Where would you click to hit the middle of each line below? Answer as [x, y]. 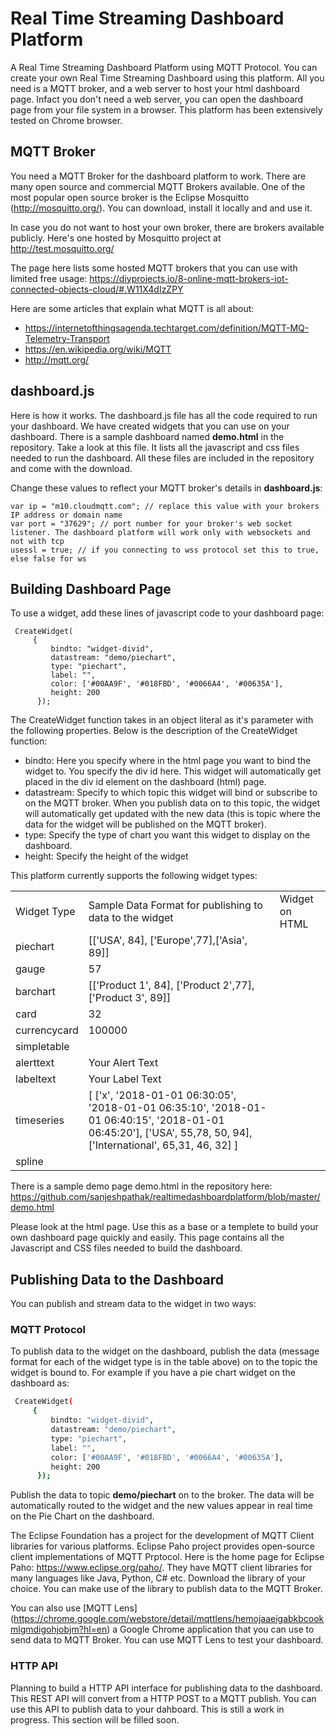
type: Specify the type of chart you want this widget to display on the [167, 835]
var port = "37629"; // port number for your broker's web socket [151, 523]
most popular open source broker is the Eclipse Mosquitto [130, 197]
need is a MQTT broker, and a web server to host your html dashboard [155, 88]
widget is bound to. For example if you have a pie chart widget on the [153, 1373]
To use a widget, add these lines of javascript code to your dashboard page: [167, 613]
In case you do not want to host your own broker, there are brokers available [167, 227]
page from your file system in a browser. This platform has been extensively [166, 109]
